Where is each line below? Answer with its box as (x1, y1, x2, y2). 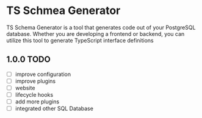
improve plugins (15, 77, 56, 85)
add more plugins (15, 98, 60, 105)
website (15, 84, 35, 91)
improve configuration (15, 71, 71, 78)
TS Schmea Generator (6, 4, 121, 18)
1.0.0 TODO (6, 54, 51, 64)
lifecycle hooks (15, 91, 54, 98)
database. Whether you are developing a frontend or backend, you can (6, 30, 185, 37)
